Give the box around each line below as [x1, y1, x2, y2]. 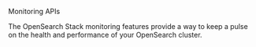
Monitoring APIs [8, 7, 61, 16]
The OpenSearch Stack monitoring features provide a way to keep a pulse [8, 22, 248, 31]
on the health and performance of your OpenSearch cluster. [8, 31, 202, 39]
